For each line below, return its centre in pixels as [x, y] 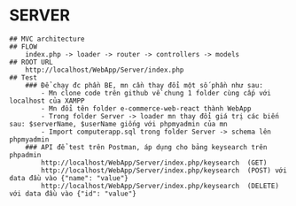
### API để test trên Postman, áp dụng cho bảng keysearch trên [146, 147]
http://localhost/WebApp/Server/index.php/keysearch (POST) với [164, 170]
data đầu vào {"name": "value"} [69, 178]
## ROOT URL [31, 62]
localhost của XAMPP [47, 101]
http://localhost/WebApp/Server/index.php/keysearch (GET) [154, 163]
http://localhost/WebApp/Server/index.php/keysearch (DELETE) [160, 186]
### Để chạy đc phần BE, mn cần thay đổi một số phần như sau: [144, 85]
